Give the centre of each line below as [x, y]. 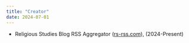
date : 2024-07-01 [28, 17]
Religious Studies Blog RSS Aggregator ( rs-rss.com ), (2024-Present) [99, 34]
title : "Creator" [28, 11]
